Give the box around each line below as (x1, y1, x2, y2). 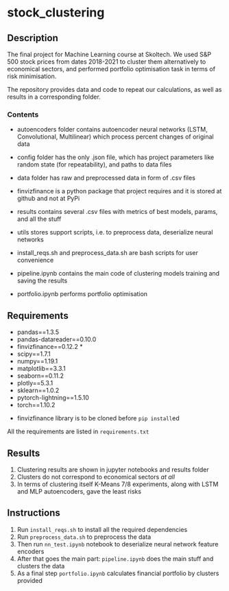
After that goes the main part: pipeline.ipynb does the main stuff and (16, 554, 214, 563)
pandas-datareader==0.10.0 (16, 335, 97, 343)
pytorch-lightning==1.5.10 (16, 394, 89, 402)
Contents (7, 110, 39, 119)
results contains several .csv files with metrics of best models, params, (16, 208, 218, 216)
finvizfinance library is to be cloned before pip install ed (16, 414, 180, 422)
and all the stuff (16, 215, 62, 224)
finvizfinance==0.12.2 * (16, 343, 84, 351)
